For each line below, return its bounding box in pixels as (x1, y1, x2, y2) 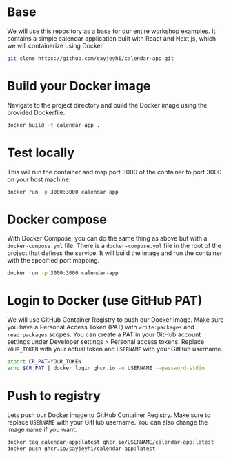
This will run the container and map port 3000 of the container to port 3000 (7, 167, 222, 176)
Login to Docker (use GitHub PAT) (7, 293, 203, 309)
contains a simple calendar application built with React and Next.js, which (7, 34, 217, 42)
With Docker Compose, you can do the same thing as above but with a (7, 234, 208, 243)
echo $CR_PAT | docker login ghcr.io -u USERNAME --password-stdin (7, 365, 205, 372)
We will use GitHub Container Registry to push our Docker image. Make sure (7, 316, 224, 324)
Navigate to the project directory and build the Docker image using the (7, 101, 208, 109)
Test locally (7, 145, 74, 161)
